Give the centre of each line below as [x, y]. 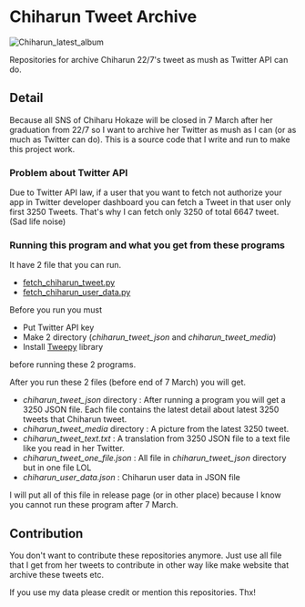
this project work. [42, 149]
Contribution [46, 534]
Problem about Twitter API [69, 172]
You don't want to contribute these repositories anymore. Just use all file [146, 556]
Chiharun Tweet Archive [103, 17]
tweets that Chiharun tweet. [75, 419]
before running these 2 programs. [73, 365]
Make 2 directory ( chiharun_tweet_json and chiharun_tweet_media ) [149, 337]
